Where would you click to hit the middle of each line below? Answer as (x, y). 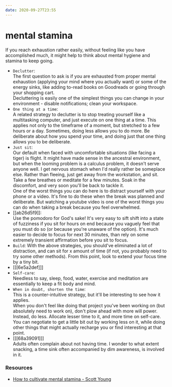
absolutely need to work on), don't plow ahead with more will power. (85, 311)
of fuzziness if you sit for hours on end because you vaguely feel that (86, 224)
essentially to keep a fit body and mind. (54, 284)
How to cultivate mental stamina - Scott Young (62, 379)
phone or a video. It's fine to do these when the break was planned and (88, 196)
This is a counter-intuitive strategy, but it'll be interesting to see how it (87, 294)
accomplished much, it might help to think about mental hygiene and (78, 55)
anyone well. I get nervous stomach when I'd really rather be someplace (89, 169)
